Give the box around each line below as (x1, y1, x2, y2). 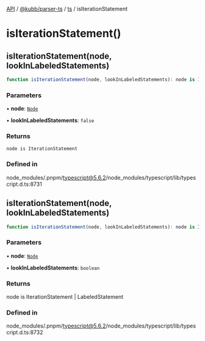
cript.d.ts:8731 (6, 180, 43, 188)
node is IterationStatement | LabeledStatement (6, 293, 124, 301)
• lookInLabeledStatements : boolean (6, 264, 100, 271)
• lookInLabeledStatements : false (6, 117, 95, 124)
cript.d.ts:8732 (6, 329, 43, 336)
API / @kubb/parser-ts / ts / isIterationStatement (6, 5, 128, 12)
